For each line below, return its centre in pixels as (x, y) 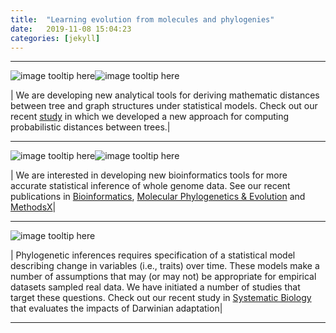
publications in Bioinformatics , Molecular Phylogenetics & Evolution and (158, 197)
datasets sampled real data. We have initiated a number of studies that (155, 287)
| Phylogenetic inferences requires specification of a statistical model (153, 255)
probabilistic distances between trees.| (90, 127)
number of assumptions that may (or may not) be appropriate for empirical (163, 277)
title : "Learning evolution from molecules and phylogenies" (142, 19)
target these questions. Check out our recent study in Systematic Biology (161, 298)
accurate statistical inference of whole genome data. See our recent (150, 186)
